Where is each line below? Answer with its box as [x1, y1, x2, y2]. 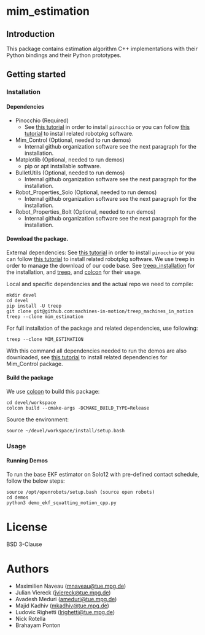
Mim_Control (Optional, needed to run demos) [15, 136, 131, 144]
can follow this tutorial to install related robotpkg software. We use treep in [6, 255, 195, 262]
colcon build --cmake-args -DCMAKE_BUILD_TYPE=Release [6, 405, 150, 411]
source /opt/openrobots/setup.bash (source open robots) [6, 489, 155, 496]
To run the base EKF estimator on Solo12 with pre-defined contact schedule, [6, 471, 199, 478]
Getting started [6, 69, 66, 80]
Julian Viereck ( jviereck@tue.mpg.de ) [15, 588, 111, 596]
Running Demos [6, 457, 48, 464]
